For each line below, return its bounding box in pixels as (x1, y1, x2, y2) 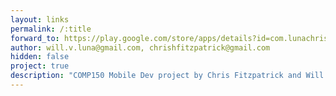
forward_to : (10, 33, 60, 43)
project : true (10, 61, 70, 71)
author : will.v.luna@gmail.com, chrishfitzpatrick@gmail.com (10, 42, 271, 53)
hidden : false (10, 52, 70, 62)
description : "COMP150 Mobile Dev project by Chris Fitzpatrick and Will (10, 71, 325, 81)
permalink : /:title (10, 24, 92, 34)
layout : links (10, 14, 70, 25)
